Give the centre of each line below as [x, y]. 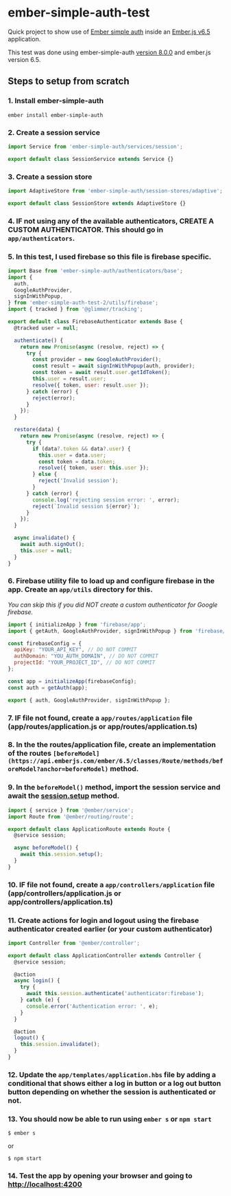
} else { [45, 475]
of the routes [30, 753]
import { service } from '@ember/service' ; [71, 810]
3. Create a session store [50, 177]
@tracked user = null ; [46, 328]
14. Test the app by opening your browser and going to [100, 1176]
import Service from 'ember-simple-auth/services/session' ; [96, 146]
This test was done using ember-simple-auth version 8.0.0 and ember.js [109, 52]
